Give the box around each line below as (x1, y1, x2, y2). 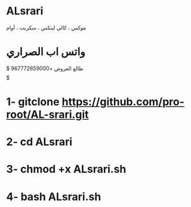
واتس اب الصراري (6, 45, 85, 59)
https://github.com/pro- (61, 95, 185, 109)
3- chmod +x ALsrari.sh (6, 163, 127, 176)
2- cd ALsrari (6, 135, 73, 149)
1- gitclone (6, 95, 60, 109)
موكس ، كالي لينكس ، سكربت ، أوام (6, 24, 87, 31)
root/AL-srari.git (6, 108, 89, 121)
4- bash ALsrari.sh (6, 190, 101, 203)
